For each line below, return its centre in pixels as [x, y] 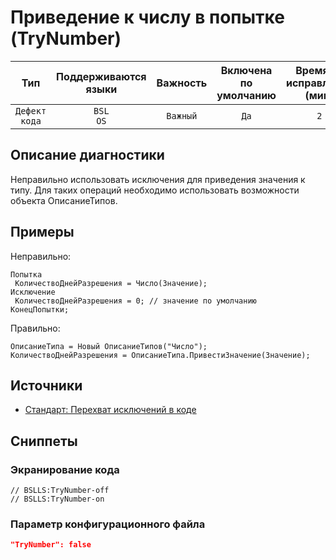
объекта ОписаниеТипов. [64, 200]
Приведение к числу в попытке [147, 17]
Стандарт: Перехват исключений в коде [110, 410]
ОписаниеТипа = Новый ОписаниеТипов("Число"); [109, 346]
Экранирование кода [65, 469]
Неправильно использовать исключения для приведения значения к [158, 179]
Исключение [33, 292]
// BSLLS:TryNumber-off [60, 491]
